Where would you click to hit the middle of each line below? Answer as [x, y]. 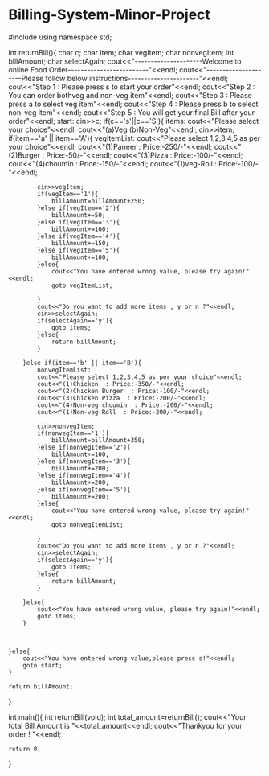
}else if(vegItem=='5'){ [79, 250]
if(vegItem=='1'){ [68, 194]
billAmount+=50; [78, 215]
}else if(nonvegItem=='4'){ [84, 475]
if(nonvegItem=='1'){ [73, 433]
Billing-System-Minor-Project [110, 15]
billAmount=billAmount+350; [98, 440]
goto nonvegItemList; [88, 524]
